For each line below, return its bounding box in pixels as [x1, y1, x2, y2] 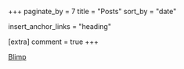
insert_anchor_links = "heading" [8, 22, 112, 31]
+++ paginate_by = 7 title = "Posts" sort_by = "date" [8, 7, 177, 16]
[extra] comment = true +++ [8, 37, 99, 46]
